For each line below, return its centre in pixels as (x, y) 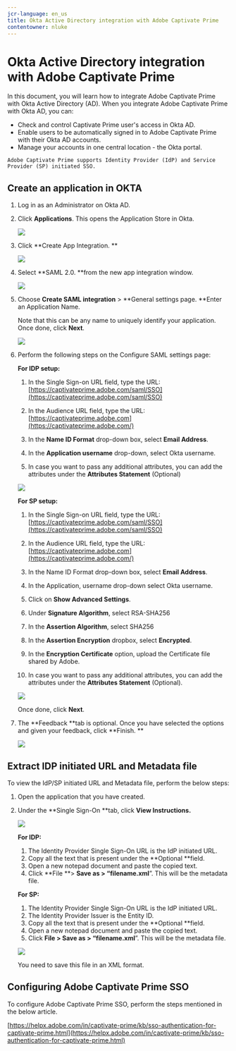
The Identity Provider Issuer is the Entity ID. (91, 915)
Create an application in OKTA (75, 188)
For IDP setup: (39, 369)
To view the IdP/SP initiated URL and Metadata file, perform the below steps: (118, 782)
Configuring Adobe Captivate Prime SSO (98, 987)
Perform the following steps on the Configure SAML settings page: (114, 355)
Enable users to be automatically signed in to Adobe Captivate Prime (117, 133)
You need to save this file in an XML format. (81, 965)
